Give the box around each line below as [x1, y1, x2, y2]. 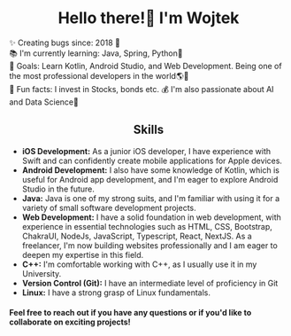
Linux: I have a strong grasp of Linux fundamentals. [21, 287, 211, 298]
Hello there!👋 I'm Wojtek [57, 8, 240, 28]
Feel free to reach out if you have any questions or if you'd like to [9, 308, 252, 318]
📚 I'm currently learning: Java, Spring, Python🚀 [9, 48, 183, 59]
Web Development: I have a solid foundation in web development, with [21, 212, 281, 223]
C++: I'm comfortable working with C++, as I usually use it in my [21, 259, 257, 270]
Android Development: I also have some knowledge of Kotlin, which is [21, 164, 280, 176]
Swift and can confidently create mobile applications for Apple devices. [21, 155, 283, 166]
